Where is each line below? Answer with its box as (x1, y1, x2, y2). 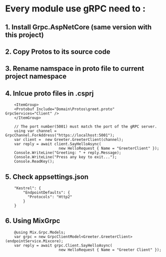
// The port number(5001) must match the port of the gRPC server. (14, 124, 157, 129)
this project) (5, 30, 44, 39)
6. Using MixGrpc (5, 217, 60, 225)
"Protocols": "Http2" (27, 194, 72, 199)
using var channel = (14, 128, 57, 133)
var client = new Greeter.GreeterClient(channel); (14, 137, 124, 142)
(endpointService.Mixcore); (5, 239, 64, 244)
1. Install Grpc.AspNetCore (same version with (5, 23, 152, 31)
